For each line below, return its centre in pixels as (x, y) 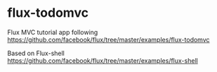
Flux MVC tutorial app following (53, 32)
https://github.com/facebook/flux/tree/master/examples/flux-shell (103, 60)
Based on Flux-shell (36, 53)
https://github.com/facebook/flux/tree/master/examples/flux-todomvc (108, 39)
